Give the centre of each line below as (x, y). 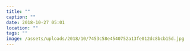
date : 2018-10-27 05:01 (36, 22)
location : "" (22, 28)
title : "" (18, 11)
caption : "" (21, 17)
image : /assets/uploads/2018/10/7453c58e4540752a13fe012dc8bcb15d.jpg (95, 39)
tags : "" (17, 33)
